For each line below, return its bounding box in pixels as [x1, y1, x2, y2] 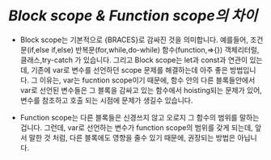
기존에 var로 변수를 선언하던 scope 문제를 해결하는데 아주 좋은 [31, 65, 228, 74]
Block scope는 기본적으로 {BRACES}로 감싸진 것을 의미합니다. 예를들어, [19, 35, 248, 44]
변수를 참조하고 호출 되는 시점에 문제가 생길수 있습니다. [19, 95, 193, 105]
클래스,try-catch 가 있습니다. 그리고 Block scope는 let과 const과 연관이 [19, 55, 248, 65]
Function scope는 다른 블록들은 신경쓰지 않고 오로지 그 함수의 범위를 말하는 [19, 112, 260, 122]
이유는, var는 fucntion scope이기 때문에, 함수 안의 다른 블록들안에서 [39, 75, 256, 85]
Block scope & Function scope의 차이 [8, 6, 258, 25]
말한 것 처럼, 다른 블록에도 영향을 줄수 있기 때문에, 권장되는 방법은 [28, 133, 236, 142]
